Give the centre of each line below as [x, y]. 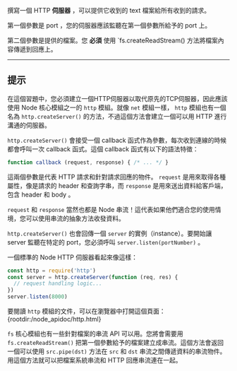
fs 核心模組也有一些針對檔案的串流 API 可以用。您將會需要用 [95, 334]
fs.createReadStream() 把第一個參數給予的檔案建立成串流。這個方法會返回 [116, 343]
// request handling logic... [58, 284]
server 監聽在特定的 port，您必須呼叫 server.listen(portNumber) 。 [106, 242]
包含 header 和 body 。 [41, 194]
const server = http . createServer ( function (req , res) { [93, 277]
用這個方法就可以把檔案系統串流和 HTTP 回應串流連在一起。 [95, 360]
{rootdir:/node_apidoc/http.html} [54, 319]
